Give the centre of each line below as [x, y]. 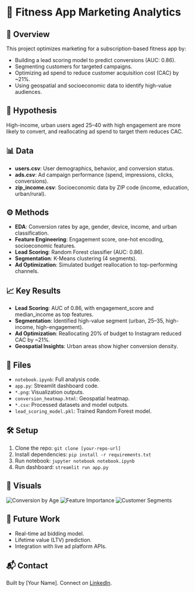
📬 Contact [27, 565]
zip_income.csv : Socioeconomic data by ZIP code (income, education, [102, 187]
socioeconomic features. [45, 246]
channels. [27, 271]
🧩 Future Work [33, 519]
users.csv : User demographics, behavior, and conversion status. [94, 168]
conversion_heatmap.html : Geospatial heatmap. [72, 398]
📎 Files [19, 365]
